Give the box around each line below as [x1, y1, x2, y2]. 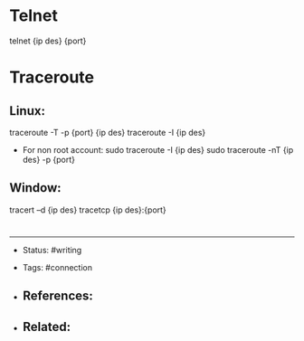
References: [22, 289, 93, 304]
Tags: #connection [22, 261, 93, 272]
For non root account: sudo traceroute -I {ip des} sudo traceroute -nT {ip [22, 144, 294, 155]
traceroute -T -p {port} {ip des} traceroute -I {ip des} [9, 127, 206, 137]
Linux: [9, 103, 45, 118]
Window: [9, 180, 62, 195]
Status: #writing [22, 244, 82, 255]
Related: [22, 318, 71, 335]
